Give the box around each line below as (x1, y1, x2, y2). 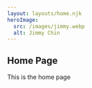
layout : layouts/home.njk (7, 10, 82, 17)
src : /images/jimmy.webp (13, 23, 85, 30)
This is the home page (7, 73, 71, 81)
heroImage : (7, 16, 39, 23)
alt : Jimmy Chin (13, 29, 60, 36)
